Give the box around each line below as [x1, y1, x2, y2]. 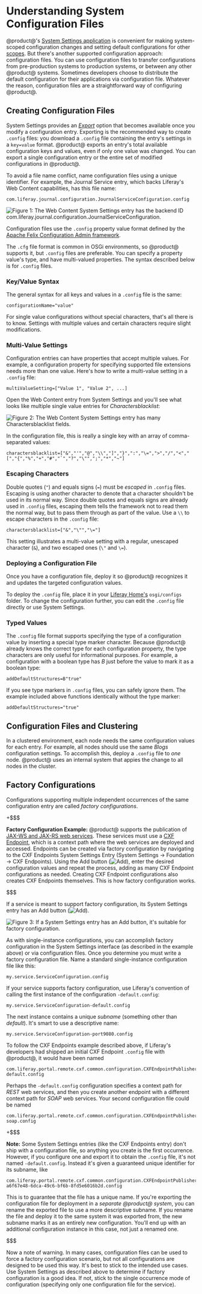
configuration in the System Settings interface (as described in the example [6, 943, 194, 950]
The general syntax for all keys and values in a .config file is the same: [6, 291, 182, 298]
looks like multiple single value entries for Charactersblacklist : [6, 403, 161, 410]
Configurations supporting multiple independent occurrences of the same [6, 796, 189, 803]
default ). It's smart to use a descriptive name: [6, 1019, 119, 1026]
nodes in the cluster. [6, 762, 57, 770]
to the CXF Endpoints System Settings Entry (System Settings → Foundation [6, 851, 194, 858]
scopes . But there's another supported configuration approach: [6, 49, 164, 57]
